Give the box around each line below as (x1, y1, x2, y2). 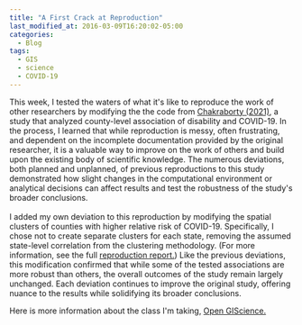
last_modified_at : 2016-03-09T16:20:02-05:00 (9, 22, 183, 31)
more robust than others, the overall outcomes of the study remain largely (9, 268, 284, 279)
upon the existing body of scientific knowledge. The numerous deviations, (9, 154, 285, 165)
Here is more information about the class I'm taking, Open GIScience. (9, 305, 267, 316)
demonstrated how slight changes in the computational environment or (9, 173, 273, 184)
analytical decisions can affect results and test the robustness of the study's (9, 182, 293, 194)
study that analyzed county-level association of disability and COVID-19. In (9, 115, 287, 126)
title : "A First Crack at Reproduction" (9, 13, 164, 23)
